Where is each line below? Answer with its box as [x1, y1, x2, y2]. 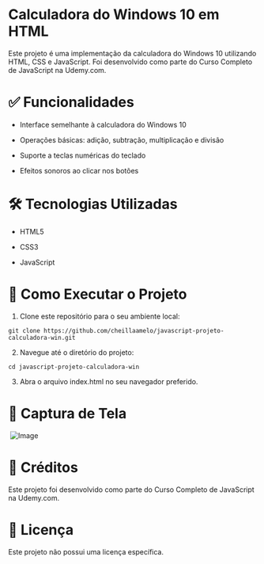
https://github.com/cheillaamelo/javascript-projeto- [43, 326, 224, 334]
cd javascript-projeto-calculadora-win [8, 363, 140, 371]
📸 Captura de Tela [8, 404, 127, 422]
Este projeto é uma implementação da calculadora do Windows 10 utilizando [8, 48, 257, 58]
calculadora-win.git [8, 333, 77, 341]
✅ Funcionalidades [8, 93, 134, 112]
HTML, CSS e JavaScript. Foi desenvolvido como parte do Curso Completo [8, 57, 253, 67]
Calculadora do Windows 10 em [8, 6, 220, 24]
